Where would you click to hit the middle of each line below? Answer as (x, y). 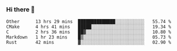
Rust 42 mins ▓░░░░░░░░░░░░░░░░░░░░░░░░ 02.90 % (88, 43)
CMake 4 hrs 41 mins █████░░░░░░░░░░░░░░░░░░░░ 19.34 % (88, 27)
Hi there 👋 (21, 9)
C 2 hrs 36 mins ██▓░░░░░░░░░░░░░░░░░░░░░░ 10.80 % (88, 32)
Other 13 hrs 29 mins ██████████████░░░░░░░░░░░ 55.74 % (88, 22)
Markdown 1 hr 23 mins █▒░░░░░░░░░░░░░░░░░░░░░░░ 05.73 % (88, 37)
